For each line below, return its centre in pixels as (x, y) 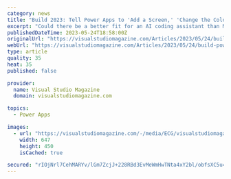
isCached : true (41, 153)
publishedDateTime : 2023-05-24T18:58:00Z (67, 33)
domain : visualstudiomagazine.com (63, 96)
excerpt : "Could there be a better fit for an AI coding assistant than (113, 26)
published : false (32, 71)
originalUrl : (26, 39)
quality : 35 (24, 58)
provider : (21, 83)
